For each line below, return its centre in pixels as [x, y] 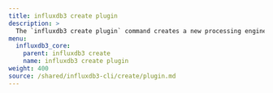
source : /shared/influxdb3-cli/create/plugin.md [92, 76]
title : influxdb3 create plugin [63, 16]
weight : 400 [28, 69]
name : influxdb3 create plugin [76, 61]
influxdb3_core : [43, 46]
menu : [17, 38]
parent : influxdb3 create [67, 53]
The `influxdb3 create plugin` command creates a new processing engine [141, 31]
